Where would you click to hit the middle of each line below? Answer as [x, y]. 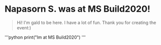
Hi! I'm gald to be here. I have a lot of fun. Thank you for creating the [86, 22]
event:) [24, 27]
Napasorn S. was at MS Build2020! [78, 9]
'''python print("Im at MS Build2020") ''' [45, 37]
